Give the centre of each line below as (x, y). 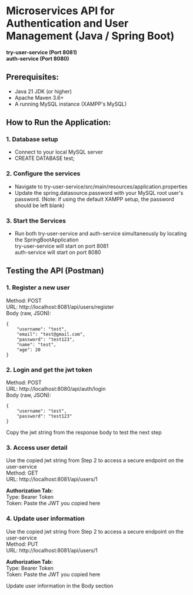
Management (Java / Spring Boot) (90, 36)
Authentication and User (67, 23)
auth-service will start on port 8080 (58, 253)
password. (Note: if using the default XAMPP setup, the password (94, 199)
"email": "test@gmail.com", (51, 334)
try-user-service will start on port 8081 (61, 246)
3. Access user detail (37, 447)
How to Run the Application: (59, 122)
